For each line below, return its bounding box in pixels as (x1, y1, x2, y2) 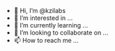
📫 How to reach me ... (13, 37, 79, 44)
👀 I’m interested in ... (13, 14, 73, 22)
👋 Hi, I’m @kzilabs (13, 7, 66, 14)
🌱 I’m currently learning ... (13, 21, 89, 29)
